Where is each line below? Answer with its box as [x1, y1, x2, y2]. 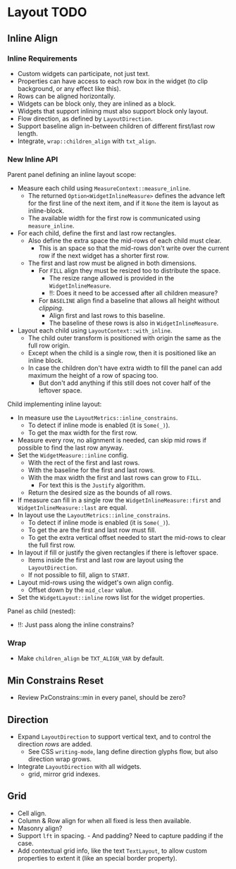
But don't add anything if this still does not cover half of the [38, 378, 211, 388]
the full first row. [27, 541, 76, 550]
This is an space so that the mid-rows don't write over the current [38, 244, 230, 252]
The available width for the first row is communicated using [27, 214, 201, 223]
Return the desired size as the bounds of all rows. [27, 488, 173, 497]
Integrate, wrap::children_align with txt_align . [17, 137, 156, 145]
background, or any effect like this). [17, 84, 121, 92]
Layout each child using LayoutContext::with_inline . [17, 326, 173, 335]
